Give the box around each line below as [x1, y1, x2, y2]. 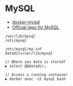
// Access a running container [5, 72, 68, 77]
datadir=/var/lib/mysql [5, 51, 53, 56]
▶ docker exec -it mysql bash [5, 76, 66, 81]
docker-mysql [12, 19, 40, 25]
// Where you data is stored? [5, 59, 66, 64]
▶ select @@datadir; [5, 64, 47, 68]
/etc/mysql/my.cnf [5, 46, 42, 51]
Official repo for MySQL [12, 24, 59, 30]
